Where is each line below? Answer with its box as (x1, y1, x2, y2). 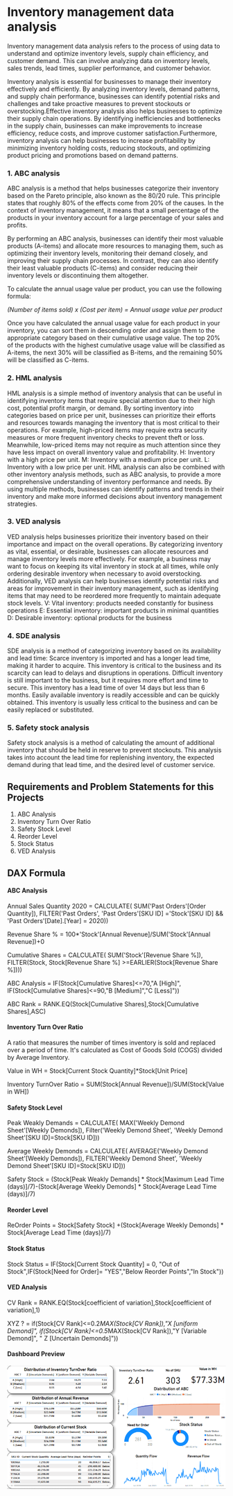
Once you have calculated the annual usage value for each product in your (7, 319, 221, 327)
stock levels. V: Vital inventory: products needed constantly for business (7, 599, 214, 607)
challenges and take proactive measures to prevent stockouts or (7, 99, 191, 108)
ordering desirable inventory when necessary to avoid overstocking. (7, 569, 202, 578)
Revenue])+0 (7, 937, 45, 945)
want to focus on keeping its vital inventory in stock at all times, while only (7, 562, 219, 570)
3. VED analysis (7, 517, 61, 526)
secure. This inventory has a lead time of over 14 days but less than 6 (7, 684, 206, 692)
